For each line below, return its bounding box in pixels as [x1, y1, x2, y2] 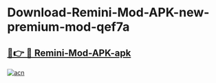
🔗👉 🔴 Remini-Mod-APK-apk [7, 47, 131, 59]
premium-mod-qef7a [7, 19, 130, 35]
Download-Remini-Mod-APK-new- [7, 5, 210, 20]
